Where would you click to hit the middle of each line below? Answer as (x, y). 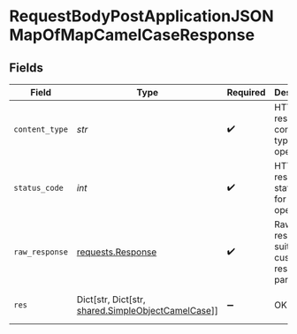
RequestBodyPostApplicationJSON (141, 16)
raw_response (41, 252)
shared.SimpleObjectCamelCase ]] (147, 311)
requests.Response (117, 252)
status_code (39, 188)
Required (246, 92)
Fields (27, 68)
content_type (41, 129)
